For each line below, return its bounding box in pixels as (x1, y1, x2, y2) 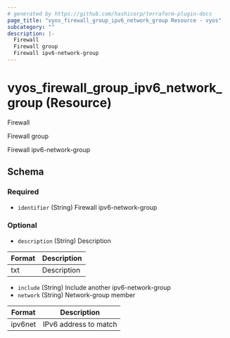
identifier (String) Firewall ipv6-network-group (17, 203, 158, 211)
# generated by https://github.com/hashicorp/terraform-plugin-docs (7, 10, 212, 18)
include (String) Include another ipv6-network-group (17, 283, 171, 292)
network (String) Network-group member (17, 290, 136, 299)
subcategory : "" (7, 23, 55, 30)
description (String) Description (17, 237, 111, 245)
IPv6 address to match (42, 319, 117, 329)
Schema (7, 166, 44, 178)
